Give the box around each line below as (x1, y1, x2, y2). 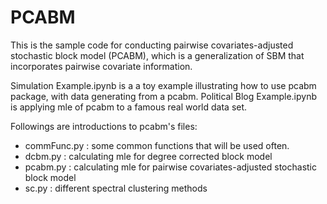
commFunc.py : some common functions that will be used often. (24, 139, 290, 151)
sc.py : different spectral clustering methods (24, 182, 208, 194)
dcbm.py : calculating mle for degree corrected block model (24, 150, 273, 162)
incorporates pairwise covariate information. (10, 60, 193, 72)
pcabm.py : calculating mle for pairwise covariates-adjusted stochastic (24, 161, 318, 173)
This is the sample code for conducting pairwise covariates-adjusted (10, 39, 294, 51)
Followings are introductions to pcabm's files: (10, 120, 198, 132)
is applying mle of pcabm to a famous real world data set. (10, 101, 248, 113)
